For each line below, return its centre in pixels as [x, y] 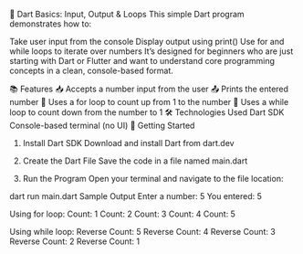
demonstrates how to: [51, 24]
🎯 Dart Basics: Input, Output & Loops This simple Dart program [127, 14]
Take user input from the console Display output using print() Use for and [147, 42]
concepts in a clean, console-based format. [91, 70]
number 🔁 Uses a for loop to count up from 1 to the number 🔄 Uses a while [149, 102]
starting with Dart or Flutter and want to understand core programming [142, 61]
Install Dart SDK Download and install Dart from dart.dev [128, 143]
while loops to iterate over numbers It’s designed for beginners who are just [151, 51]
